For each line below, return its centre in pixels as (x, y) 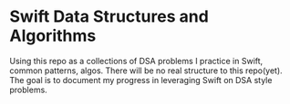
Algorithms (53, 36)
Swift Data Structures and (109, 17)
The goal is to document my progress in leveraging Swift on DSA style (141, 80)
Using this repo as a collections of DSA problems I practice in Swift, (136, 61)
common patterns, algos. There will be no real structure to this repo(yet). (146, 71)
